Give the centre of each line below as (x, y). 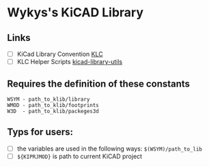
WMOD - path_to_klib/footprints (53, 105)
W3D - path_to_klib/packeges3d (53, 111)
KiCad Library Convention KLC (60, 54)
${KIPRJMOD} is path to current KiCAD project (79, 156)
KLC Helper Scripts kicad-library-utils (70, 62)
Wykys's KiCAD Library (75, 13)
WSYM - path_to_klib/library (48, 99)
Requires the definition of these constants (98, 83)
